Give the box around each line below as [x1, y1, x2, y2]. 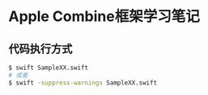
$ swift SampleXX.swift [8, 64, 89, 72]
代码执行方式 [8, 42, 73, 56]
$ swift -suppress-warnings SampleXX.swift [8, 78, 158, 87]
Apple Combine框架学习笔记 [8, 7, 200, 26]
